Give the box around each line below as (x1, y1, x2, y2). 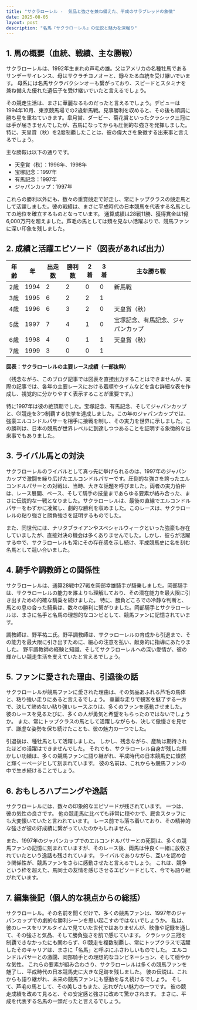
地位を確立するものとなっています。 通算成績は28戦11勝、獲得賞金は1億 (16, 210, 189, 217)
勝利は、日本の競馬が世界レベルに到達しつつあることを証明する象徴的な (11, 424, 186, 432)
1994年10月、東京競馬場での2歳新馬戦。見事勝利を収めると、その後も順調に (6, 107, 191, 114)
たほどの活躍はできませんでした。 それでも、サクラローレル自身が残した (6, 745, 182, 752)
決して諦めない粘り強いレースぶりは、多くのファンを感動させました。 (16, 703, 186, 710)
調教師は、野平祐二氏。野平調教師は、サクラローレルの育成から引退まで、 (6, 631, 186, 638)
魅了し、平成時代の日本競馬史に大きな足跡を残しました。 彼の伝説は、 (6, 968, 177, 975)
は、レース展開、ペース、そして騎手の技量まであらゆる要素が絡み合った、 (6, 489, 186, 496)
